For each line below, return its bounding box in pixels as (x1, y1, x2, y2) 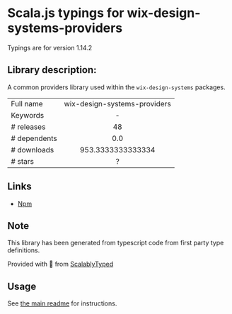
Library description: (7, 64, 97, 76)
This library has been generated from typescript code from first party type (7, 239, 224, 247)
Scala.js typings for (7, 5, 124, 21)
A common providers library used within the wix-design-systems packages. (7, 83, 226, 91)
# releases (11, 122, 46, 132)
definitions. (7, 246, 40, 254)
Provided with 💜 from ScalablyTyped (7, 260, 114, 269)
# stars (11, 156, 34, 166)
